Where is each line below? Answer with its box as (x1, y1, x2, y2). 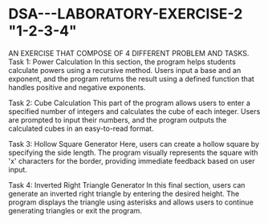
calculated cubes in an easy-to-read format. (8, 124, 154, 133)
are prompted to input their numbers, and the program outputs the (8, 115, 227, 124)
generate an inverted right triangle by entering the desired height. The (8, 189, 240, 198)
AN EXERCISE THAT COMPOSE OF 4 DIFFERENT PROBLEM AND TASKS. (8, 48, 250, 58)
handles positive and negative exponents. (8, 82, 146, 92)
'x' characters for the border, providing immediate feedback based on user (8, 156, 255, 165)
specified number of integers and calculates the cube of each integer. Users (8, 106, 261, 116)
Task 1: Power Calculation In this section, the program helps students (8, 57, 237, 67)
